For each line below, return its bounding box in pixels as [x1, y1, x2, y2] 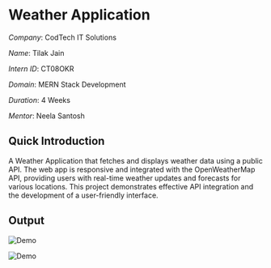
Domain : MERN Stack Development [8, 79, 127, 89]
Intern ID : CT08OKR [8, 63, 74, 74]
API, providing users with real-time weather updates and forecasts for [8, 172, 241, 183]
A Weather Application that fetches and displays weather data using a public [8, 155, 263, 165]
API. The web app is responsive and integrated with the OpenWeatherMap [8, 164, 256, 174]
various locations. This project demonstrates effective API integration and [8, 181, 253, 191]
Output [8, 214, 44, 228]
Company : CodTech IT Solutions [8, 32, 117, 42]
